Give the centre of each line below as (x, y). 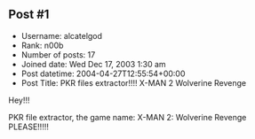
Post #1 (29, 15)
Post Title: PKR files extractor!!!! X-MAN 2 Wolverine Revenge (133, 82)
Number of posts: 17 (58, 54)
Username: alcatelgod (62, 35)
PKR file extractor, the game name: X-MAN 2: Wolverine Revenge (127, 117)
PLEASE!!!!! (29, 127)
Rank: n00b (42, 45)
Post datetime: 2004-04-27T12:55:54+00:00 (103, 73)
